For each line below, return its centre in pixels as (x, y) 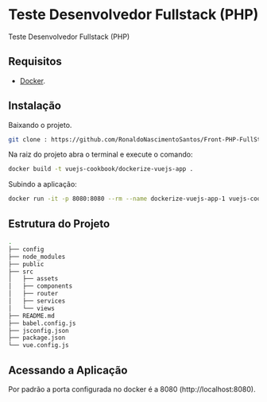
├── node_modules (37, 257)
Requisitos (35, 62)
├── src (21, 272)
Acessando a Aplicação (68, 370)
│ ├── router (33, 294)
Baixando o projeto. (40, 125)
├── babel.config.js (43, 323)
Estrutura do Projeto (59, 224)
